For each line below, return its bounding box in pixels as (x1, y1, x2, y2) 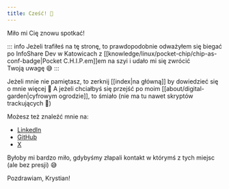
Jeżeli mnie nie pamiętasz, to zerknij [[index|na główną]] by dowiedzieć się (7, 77, 219, 86)
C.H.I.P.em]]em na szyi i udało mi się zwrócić (63, 56, 191, 65)
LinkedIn (16, 125, 42, 134)
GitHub (16, 133, 38, 141)
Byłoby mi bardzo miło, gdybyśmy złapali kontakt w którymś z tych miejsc (7, 153, 215, 162)
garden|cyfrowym (7, 92, 57, 100)
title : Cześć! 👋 (7, 10, 53, 17)
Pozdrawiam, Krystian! (7, 174, 70, 182)
